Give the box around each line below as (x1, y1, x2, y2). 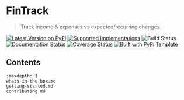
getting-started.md (6, 83, 54, 89)
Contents (6, 58, 41, 67)
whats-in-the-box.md (6, 78, 57, 84)
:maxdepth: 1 (6, 73, 38, 79)
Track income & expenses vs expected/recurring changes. (20, 23, 162, 30)
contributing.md (6, 88, 46, 94)
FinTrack (6, 4, 49, 17)
